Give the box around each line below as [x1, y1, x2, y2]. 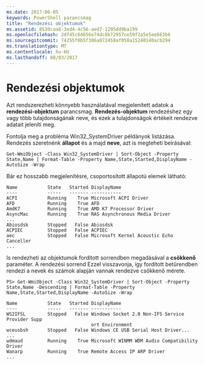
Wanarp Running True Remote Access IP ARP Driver [6, 348, 166, 355]
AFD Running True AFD [6, 200, 100, 206]
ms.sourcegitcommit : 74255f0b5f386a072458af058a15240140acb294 [6, 37, 171, 43]
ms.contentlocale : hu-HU [6, 49, 70, 55]
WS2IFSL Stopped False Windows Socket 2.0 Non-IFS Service [6, 310, 184, 317]
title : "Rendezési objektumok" [6, 20, 86, 26]
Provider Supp [6, 316, 43, 322]
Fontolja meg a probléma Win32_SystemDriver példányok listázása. [6, 132, 176, 140]
